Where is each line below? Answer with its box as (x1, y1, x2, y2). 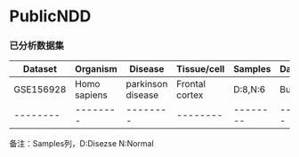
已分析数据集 (9, 40, 65, 52)
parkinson (125, 78, 168, 90)
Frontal (176, 78, 206, 90)
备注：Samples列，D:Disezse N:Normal (9, 138, 154, 149)
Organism (75, 63, 117, 75)
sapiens (75, 89, 109, 101)
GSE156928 (13, 83, 67, 96)
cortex (176, 89, 204, 101)
